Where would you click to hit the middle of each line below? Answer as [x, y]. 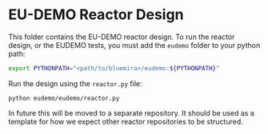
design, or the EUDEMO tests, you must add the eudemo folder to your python [134, 45]
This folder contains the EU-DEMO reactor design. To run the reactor [122, 37]
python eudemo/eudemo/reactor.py [64, 98]
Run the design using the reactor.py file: [75, 83]
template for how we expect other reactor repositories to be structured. [126, 121]
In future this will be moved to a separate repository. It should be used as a [131, 112]
